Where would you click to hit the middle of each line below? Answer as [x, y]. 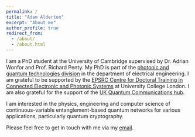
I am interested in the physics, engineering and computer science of [88, 103]
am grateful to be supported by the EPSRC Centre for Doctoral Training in [95, 79]
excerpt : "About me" [31, 22]
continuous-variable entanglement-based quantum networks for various [93, 110]
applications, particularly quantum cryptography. [65, 116]
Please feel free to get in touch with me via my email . [70, 128]
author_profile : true [32, 28]
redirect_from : [25, 34]
